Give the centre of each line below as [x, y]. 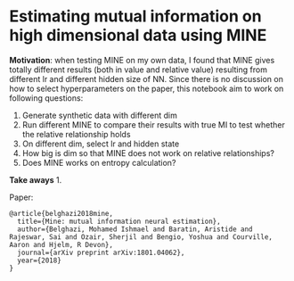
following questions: [46, 98]
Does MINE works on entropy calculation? [99, 162]
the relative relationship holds [76, 134]
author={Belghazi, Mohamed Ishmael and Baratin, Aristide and [135, 229]
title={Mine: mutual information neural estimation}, [119, 221]
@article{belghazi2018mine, [61, 213]
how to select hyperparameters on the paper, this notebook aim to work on [147, 88]
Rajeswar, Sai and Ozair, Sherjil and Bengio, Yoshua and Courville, [141, 237]
